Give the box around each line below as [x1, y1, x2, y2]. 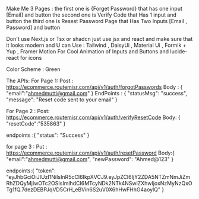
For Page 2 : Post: [6, 108, 50, 114]
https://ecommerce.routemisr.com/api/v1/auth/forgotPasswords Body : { [6, 84, 183, 91]
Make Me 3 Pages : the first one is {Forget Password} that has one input [6, 5, 182, 12]
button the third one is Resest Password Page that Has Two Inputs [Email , [6, 18, 187, 24]
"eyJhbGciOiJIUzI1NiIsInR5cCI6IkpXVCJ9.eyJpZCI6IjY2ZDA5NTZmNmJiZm [6, 174, 191, 180]
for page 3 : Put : [6, 143, 48, 150]
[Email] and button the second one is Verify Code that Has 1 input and [6, 11, 177, 18]
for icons [20, 54, 42, 61]
